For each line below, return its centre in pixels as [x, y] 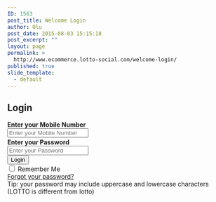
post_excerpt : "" [33, 40]
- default [28, 79]
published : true [31, 66]
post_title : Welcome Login [47, 20]
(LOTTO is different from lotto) [51, 191]
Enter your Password [39, 142]
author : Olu [25, 27]
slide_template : [31, 72]
